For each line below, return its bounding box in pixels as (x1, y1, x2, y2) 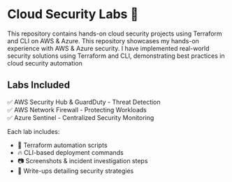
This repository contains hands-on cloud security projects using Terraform (7, 29, 222, 38)
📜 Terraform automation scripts (17, 141, 108, 149)
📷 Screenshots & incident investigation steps (17, 156, 148, 165)
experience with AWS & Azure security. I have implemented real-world (7, 44, 210, 52)
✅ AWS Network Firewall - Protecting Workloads (7, 105, 147, 114)
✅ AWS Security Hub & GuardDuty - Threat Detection (7, 98, 161, 106)
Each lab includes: (7, 127, 60, 135)
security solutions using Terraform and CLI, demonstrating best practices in (7, 52, 225, 60)
